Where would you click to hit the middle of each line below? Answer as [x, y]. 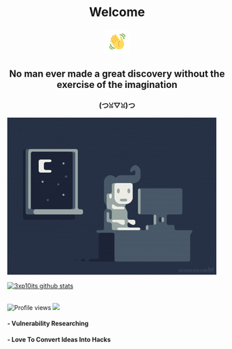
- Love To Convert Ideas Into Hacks [59, 339]
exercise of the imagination [117, 84]
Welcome [117, 12]
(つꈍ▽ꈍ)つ [117, 105]
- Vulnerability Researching [48, 324]
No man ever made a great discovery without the [117, 74]
